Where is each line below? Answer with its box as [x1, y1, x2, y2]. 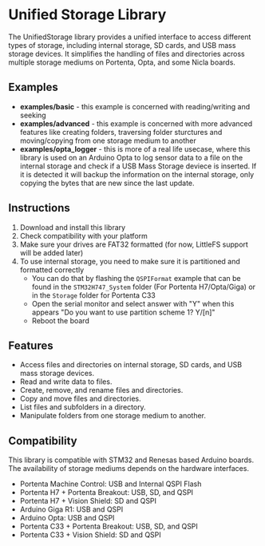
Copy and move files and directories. [19, 394, 141, 404]
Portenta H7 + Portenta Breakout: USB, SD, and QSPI [19, 488, 194, 497]
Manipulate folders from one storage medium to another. [19, 411, 206, 421]
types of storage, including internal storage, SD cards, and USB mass [8, 40, 236, 49]
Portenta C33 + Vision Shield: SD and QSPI [19, 530, 161, 540]
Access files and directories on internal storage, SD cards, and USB [19, 360, 242, 370]
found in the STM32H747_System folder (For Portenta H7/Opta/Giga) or [31, 282, 256, 291]
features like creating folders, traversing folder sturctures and [19, 127, 223, 136]
